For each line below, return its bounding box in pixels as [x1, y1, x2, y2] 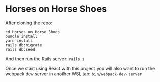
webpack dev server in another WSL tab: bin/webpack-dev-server [5, 71, 142, 77]
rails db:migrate [5, 42, 42, 48]
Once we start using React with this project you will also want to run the [5, 65, 155, 71]
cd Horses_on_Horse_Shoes [5, 29, 60, 34]
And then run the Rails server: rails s [5, 56, 85, 62]
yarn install [5, 38, 33, 43]
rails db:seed [5, 47, 36, 52]
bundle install [5, 34, 38, 39]
